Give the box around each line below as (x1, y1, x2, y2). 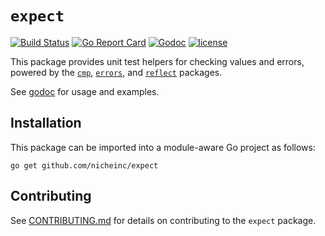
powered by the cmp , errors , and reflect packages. (10, 66, 223, 78)
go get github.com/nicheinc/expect (10, 160, 159, 171)
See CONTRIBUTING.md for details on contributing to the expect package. (10, 214, 317, 226)
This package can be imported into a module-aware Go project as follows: (10, 141, 316, 153)
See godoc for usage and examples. (10, 85, 160, 97)
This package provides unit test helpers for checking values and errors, (10, 55, 305, 67)
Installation (10, 115, 82, 132)
